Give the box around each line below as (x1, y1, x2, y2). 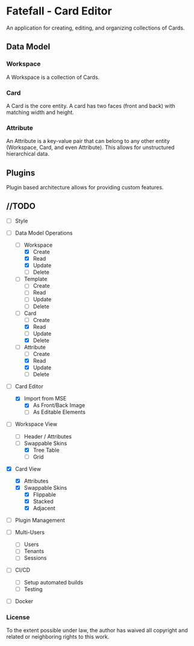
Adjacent (33, 505, 55, 512)
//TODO (6, 201, 36, 212)
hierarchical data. (6, 150, 49, 157)
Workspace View (14, 420, 57, 428)
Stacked (33, 498, 54, 505)
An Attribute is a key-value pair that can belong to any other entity (6, 138, 170, 145)
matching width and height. (6, 109, 74, 116)
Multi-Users (14, 529, 45, 536)
